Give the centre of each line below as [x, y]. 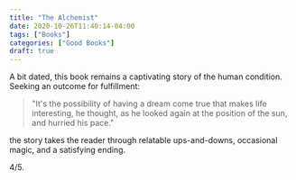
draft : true [32, 51]
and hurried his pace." [73, 123]
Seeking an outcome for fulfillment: [75, 86]
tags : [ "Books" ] [40, 34]
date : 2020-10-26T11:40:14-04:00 [72, 26]
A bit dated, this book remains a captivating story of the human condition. [146, 76]
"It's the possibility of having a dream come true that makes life [149, 103]
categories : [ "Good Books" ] [62, 43]
